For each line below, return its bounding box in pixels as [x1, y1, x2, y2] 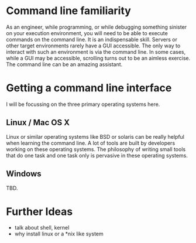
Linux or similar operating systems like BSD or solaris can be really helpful [6, 133, 184, 140]
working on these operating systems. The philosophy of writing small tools [6, 145, 186, 153]
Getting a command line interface [6, 81, 172, 95]
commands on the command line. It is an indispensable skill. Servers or [6, 36, 177, 43]
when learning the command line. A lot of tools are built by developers [6, 139, 176, 146]
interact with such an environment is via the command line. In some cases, [6, 48, 186, 55]
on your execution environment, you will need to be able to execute [6, 29, 168, 36]
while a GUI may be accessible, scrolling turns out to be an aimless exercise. [6, 54, 191, 61]
